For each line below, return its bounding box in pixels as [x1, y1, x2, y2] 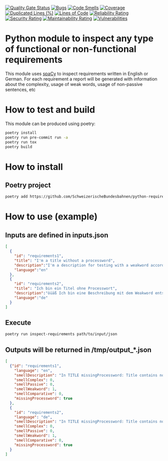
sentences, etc [5, 86, 36, 92]
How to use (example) [5, 211, 97, 222]
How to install [5, 161, 63, 172]
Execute [5, 318, 31, 327]
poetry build [5, 144, 32, 149]
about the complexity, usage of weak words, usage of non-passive [5, 81, 143, 87]
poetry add [5, 194, 28, 199]
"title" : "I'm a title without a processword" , [14, 258, 115, 263]
